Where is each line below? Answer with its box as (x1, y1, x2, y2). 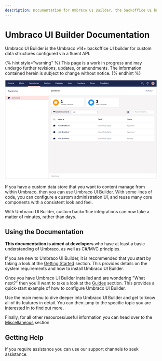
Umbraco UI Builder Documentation (5, 29, 150, 40)
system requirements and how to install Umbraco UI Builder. (5, 266, 124, 271)
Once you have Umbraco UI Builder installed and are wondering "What (5, 275, 145, 281)
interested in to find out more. (5, 305, 64, 311)
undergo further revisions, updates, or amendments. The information (5, 65, 142, 71)
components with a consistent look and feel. (5, 199, 93, 205)
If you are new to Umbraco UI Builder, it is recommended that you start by (5, 255, 151, 261)
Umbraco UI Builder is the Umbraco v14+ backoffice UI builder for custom (5, 45, 152, 51)
